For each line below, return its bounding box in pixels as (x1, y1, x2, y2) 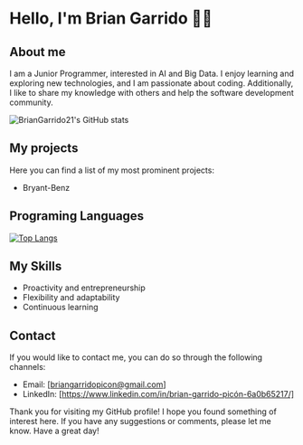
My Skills (9, 259, 62, 274)
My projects (9, 140, 79, 156)
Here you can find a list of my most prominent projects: (9, 165, 215, 175)
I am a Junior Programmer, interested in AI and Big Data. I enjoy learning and (9, 68, 294, 79)
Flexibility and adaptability (22, 292, 120, 303)
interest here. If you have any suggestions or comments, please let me (9, 416, 271, 427)
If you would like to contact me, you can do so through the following (9, 352, 263, 363)
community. (9, 97, 53, 108)
